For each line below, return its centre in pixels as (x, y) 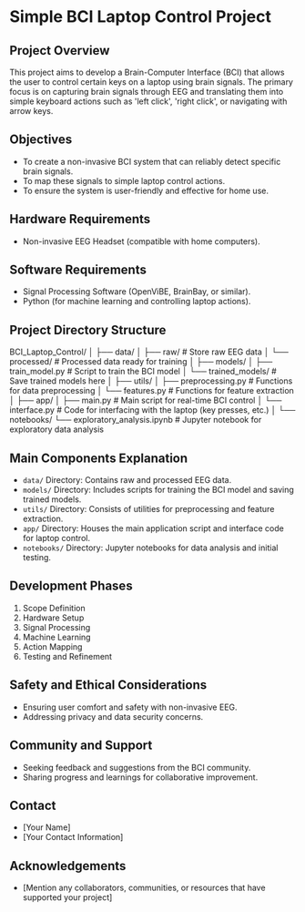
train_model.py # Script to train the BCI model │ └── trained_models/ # (143, 372)
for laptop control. (56, 538)
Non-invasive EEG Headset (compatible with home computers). (142, 241)
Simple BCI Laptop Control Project (140, 17)
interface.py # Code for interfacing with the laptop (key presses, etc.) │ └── (152, 410)
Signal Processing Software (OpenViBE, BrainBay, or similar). (137, 292)
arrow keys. (31, 111)
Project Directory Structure (88, 330)
